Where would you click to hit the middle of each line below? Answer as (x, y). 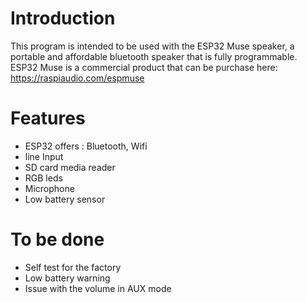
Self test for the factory (73, 267)
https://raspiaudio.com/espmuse (77, 78)
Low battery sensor (65, 199)
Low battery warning (67, 278)
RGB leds (43, 178)
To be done (57, 239)
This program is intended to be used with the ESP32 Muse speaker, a (152, 46)
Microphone (49, 188)
